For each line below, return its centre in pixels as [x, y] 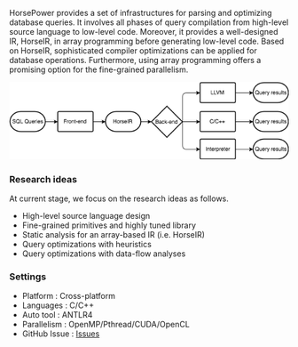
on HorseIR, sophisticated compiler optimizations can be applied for [133, 51]
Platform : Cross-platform [68, 296]
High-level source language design [86, 216]
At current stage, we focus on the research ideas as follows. [119, 198]
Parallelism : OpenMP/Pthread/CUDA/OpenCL [106, 325]
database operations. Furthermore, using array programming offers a [135, 60]
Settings [28, 277]
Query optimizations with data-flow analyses [104, 254]
